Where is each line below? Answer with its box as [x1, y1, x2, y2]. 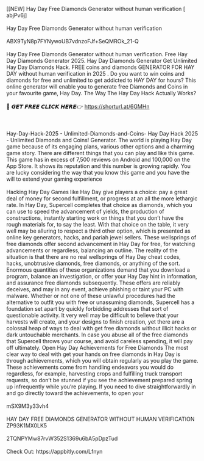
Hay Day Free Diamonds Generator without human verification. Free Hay [6, 51, 188, 57]
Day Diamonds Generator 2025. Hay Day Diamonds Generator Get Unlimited [6, 57, 198, 64]
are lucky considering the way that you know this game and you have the [6, 169, 190, 176]
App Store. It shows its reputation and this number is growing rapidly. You [6, 162, 191, 170]
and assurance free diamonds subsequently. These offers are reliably [6, 279, 181, 286]
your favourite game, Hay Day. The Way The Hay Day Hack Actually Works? [6, 90, 197, 96]
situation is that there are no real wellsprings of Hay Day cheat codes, [6, 253, 181, 260]
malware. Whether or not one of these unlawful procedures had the [6, 292, 175, 299]
